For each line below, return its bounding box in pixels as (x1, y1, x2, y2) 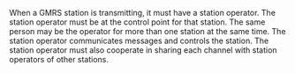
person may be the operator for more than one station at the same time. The (9, 26, 286, 36)
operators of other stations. (9, 55, 109, 64)
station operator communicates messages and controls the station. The (9, 35, 269, 46)
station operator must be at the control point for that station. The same (9, 17, 266, 27)
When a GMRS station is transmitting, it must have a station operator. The (9, 8, 276, 18)
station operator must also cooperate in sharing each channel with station (9, 45, 277, 55)
